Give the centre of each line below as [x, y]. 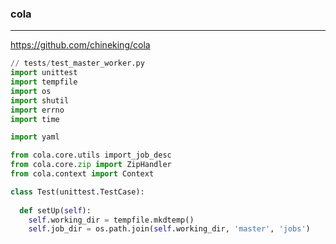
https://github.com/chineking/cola [80, 45]
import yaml [35, 137]
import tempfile [44, 82]
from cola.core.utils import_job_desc [91, 155]
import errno [37, 110]
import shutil [40, 100]
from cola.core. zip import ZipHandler [91, 165]
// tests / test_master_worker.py [77, 63]
